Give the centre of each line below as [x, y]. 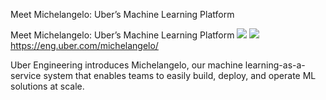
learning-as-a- [275, 65]
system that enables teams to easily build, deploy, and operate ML [180, 75]
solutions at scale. [47, 86]
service [26, 75]
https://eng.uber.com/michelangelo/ [84, 45]
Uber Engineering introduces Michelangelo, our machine [126, 65]
